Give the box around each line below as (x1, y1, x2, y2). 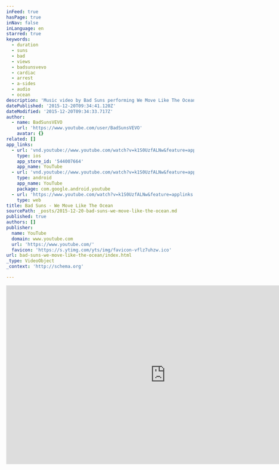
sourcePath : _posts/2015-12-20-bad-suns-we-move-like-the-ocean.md (6, 208, 178, 214)
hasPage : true (6, 14, 42, 20)
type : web (17, 197, 42, 203)
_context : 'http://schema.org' (6, 263, 84, 270)
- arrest (11, 75, 33, 81)
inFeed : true (6, 8, 39, 15)
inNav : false (6, 20, 39, 26)
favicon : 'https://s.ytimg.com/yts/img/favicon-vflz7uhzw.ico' (11, 247, 172, 253)
